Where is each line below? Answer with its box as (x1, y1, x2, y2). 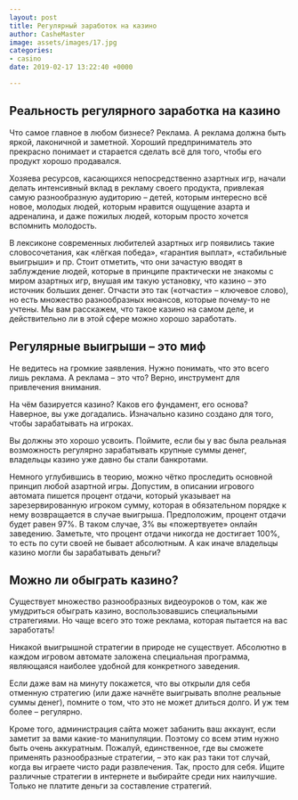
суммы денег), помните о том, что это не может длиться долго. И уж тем (9, 697, 289, 708)
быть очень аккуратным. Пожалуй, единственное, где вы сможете (9, 743, 264, 754)
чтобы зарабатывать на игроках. (9, 418, 133, 429)
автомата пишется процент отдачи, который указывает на (9, 490, 231, 501)
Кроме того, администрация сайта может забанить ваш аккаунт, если (9, 723, 277, 735)
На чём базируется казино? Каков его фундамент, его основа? (9, 398, 249, 410)
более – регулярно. (9, 706, 83, 717)
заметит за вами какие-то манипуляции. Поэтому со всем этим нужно (9, 733, 279, 744)
